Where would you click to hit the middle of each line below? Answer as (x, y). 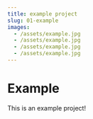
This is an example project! (47, 108)
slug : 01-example (33, 21)
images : (19, 27)
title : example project (43, 14)
